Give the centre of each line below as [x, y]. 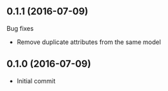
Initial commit [36, 80]
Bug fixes [20, 28]
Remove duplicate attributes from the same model [89, 42]
